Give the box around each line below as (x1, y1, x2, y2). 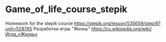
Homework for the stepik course (5, 20, 73, 26)
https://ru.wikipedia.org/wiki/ (91, 25, 152, 31)
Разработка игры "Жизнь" (33, 25, 91, 31)
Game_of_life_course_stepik (5, 4, 127, 15)
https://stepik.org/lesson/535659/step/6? (74, 20, 161, 26)
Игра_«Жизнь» (5, 31, 38, 37)
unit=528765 (5, 25, 32, 31)
